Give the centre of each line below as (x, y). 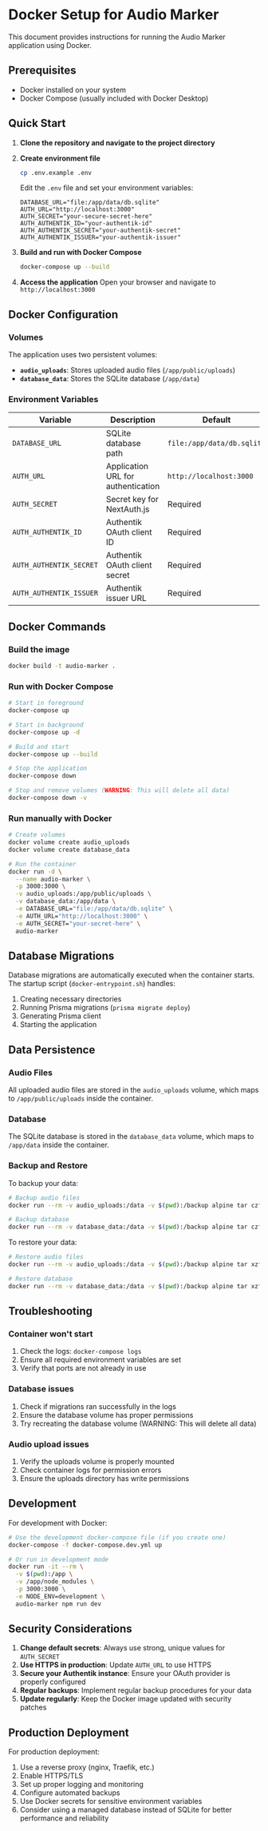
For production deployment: (54, 1752)
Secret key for (132, 500)
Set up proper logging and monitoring (81, 1785)
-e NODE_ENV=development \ (60, 1596)
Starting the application (58, 1025)
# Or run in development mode (59, 1559)
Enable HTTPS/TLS (51, 1776)
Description (133, 420)
